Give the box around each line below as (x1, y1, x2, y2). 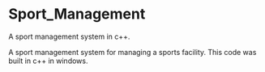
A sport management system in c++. (8, 32, 130, 41)
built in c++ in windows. (8, 56, 88, 66)
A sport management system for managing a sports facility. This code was (8, 47, 257, 57)
